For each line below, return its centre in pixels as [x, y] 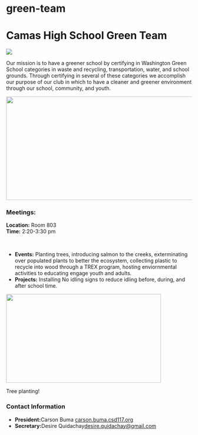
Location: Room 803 [31, 225]
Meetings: [21, 212]
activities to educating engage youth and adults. [73, 273]
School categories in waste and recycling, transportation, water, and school [98, 69]
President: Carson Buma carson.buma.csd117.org [74, 420]
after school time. [36, 286]
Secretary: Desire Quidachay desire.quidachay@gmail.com [85, 426]
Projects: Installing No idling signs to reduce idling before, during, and [100, 279]
